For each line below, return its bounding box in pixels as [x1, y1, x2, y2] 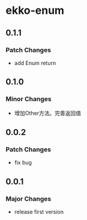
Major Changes [5, 194, 52, 203]
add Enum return [14, 59, 56, 66]
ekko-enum [5, 4, 64, 17]
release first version [14, 208, 64, 215]
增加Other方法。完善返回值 [14, 109, 82, 116]
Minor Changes [5, 95, 52, 103]
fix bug [14, 159, 32, 166]
